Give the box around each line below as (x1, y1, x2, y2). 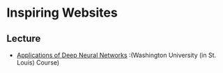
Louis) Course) (16, 58, 60, 67)
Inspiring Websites (6, 5, 118, 21)
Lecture (6, 33, 41, 44)
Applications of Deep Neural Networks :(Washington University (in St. (16, 51, 217, 59)
